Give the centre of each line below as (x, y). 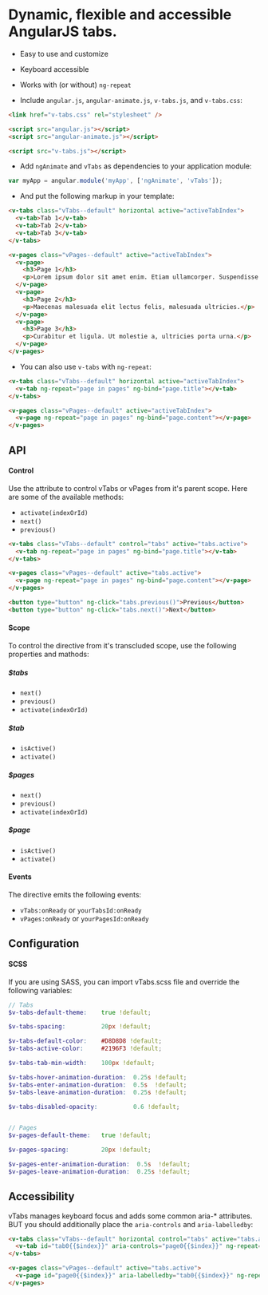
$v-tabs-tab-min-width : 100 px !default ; (82, 1063)
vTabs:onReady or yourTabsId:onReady (81, 910)
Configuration (44, 944)
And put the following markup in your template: (97, 196)
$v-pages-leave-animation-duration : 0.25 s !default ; (100, 1171)
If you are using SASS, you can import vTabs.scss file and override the (124, 982)
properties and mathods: (49, 654)
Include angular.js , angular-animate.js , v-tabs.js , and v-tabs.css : (131, 100)
